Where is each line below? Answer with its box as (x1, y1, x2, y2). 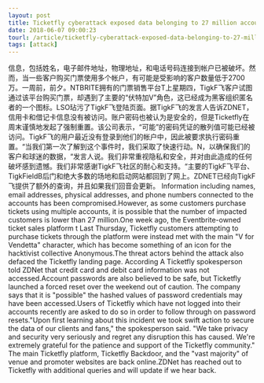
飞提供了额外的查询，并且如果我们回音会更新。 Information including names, (8, 182, 256, 191)
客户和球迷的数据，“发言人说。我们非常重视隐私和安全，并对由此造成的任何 (8, 152, 253, 161)
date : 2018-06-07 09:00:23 (8, 26, 97, 34)
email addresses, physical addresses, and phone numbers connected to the (8, 190, 254, 200)
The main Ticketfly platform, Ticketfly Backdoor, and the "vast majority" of (8, 349, 249, 359)
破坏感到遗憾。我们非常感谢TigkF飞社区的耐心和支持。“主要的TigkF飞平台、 (8, 162, 255, 171)
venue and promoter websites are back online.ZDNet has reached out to (8, 357, 242, 366)
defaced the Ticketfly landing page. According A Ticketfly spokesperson (8, 257, 243, 267)
